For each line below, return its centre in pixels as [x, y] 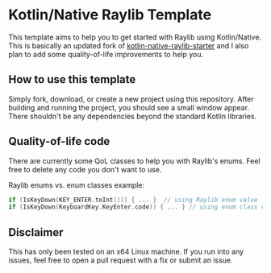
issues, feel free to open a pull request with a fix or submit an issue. [121, 260]
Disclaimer [36, 232]
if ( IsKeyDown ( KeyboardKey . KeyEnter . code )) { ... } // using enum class [133, 207]
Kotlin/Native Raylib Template [110, 15]
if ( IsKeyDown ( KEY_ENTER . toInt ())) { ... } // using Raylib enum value [133, 200]
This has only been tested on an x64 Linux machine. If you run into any [126, 252]
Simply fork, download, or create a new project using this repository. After [131, 99]
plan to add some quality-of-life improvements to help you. [106, 54]
